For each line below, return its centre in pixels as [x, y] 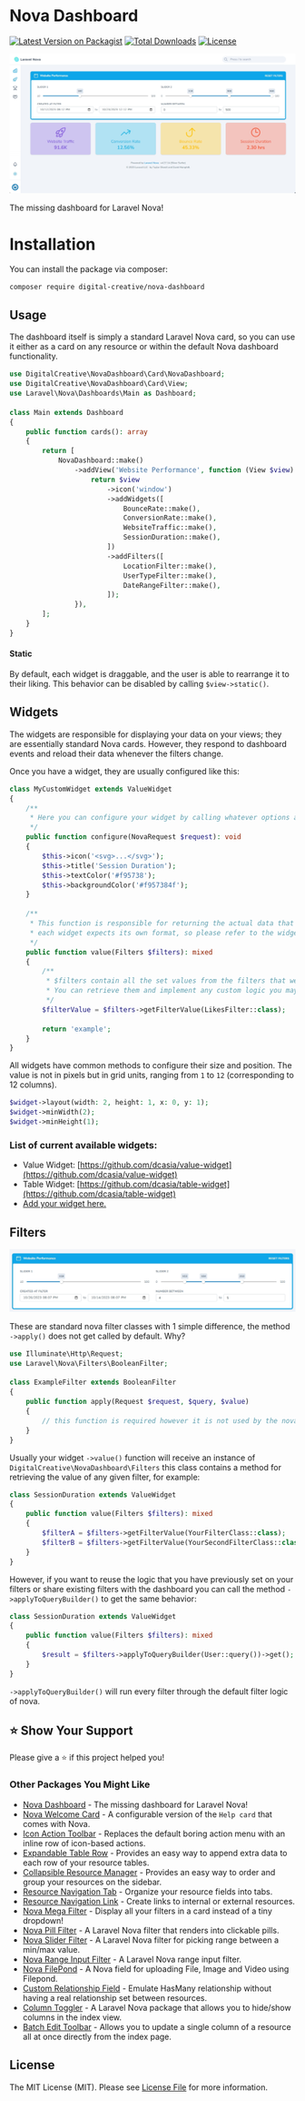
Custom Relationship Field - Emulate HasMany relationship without [147, 1988]
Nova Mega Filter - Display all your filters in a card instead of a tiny [147, 1911]
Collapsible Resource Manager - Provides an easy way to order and [149, 1872]
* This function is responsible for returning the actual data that [162, 924]
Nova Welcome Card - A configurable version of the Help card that [147, 1814]
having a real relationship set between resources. [114, 1997]
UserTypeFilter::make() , [170, 576]
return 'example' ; [77, 1029]
